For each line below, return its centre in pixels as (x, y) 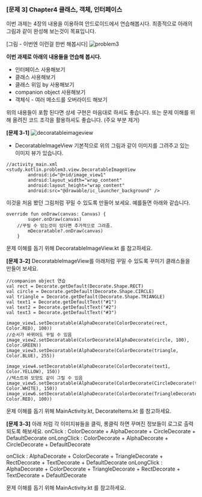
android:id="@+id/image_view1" (67, 175)
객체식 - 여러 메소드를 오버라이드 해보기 (61, 100)
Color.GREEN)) (24, 345)
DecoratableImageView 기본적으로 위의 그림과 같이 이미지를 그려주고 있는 (102, 146)
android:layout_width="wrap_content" (75, 181)
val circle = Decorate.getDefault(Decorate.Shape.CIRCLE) (80, 292)
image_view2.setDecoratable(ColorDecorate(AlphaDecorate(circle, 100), (98, 340)
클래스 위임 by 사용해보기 (44, 85)
